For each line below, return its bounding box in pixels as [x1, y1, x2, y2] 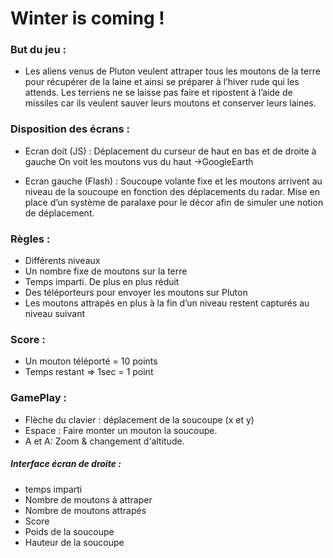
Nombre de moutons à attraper [24, 493, 153, 506]
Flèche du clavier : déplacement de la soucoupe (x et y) [24, 413, 255, 426]
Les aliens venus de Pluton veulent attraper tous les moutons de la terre [24, 65, 321, 77]
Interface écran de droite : [10, 458, 122, 470]
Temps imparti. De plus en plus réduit [24, 276, 180, 288]
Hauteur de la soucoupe [24, 536, 125, 548]
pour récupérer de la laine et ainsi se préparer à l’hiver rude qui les [24, 76, 300, 88]
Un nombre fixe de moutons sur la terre [24, 265, 188, 277]
